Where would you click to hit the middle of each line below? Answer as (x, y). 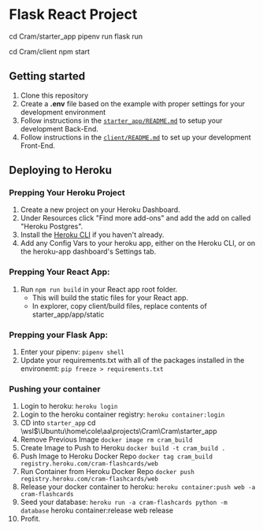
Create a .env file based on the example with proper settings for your (133, 103)
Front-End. (38, 145)
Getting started (47, 76)
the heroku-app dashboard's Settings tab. (88, 252)
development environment (63, 112)
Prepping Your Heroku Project (67, 193)
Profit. (30, 519)
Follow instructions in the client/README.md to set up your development (135, 137)
